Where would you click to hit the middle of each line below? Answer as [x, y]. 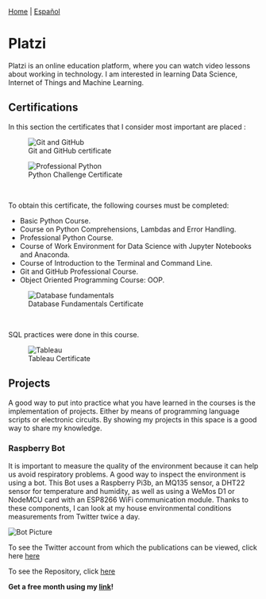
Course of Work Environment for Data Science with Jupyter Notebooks [135, 246]
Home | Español [35, 12]
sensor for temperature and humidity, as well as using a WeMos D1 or [121, 491]
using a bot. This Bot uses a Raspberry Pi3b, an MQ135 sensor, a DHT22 [127, 482]
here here [24, 555]
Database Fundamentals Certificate [86, 303]
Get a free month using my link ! [61, 586]
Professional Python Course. [66, 237]
